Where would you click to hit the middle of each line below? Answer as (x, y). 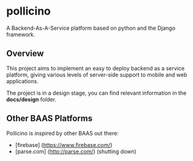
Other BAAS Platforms (49, 119)
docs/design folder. (31, 99)
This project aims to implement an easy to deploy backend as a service (95, 68)
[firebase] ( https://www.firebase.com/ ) (64, 145)
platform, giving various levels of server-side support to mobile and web (97, 75)
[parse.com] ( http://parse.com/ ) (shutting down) (76, 151)
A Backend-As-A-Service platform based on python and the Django (91, 28)
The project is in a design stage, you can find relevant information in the (96, 93)
